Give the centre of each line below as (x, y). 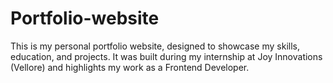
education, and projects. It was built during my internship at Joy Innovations (166, 56)
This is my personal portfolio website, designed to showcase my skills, (155, 46)
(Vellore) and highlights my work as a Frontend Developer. (130, 67)
